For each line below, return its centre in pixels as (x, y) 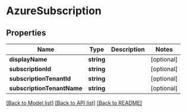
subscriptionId (30, 69)
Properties (26, 33)
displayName (28, 59)
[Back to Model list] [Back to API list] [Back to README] (74, 103)
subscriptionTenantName (46, 88)
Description (128, 49)
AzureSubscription (54, 11)
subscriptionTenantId (40, 79)
